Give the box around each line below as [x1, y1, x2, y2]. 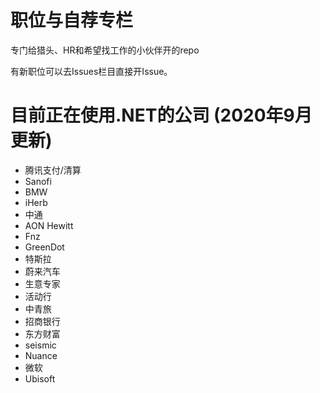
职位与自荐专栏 [10, 9, 134, 32]
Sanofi [24, 175, 52, 187]
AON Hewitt [24, 219, 74, 231]
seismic [24, 339, 57, 351]
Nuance [24, 349, 58, 361]
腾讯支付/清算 [24, 164, 82, 176]
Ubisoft [24, 372, 56, 385]
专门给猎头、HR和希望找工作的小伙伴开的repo [10, 44, 200, 56]
